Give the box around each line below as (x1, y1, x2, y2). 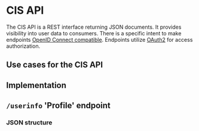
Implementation (6, 80, 67, 90)
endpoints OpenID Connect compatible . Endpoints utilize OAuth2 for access (6, 36, 193, 43)
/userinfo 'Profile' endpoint (6, 100, 111, 111)
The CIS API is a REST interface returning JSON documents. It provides (6, 23, 182, 31)
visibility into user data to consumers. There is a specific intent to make (6, 29, 182, 36)
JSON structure (6, 118, 53, 127)
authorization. (6, 42, 41, 50)
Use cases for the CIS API (6, 60, 103, 70)
